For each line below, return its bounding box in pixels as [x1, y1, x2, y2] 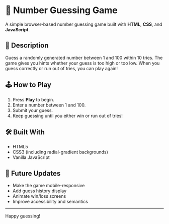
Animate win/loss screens [12, 193, 66, 199]
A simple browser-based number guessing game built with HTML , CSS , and [5, 21, 162, 27]
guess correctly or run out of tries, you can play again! [5, 65, 118, 71]
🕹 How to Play [5, 81, 52, 89]
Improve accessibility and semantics [12, 199, 88, 205]
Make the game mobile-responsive [12, 183, 85, 189]
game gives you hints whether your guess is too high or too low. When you [5, 60, 160, 66]
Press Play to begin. [12, 96, 54, 102]
